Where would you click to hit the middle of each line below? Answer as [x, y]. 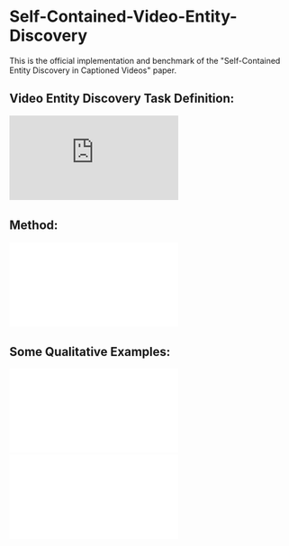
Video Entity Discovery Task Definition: [122, 99]
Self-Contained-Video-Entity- [123, 17]
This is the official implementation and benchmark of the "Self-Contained [145, 60]
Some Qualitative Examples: [90, 352]
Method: [34, 226]
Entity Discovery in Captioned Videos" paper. [93, 70]
